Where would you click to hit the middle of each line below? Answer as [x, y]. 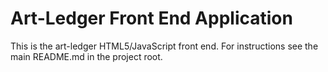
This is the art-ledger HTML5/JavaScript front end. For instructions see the [164, 46]
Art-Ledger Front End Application [151, 18]
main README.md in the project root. [86, 56]
